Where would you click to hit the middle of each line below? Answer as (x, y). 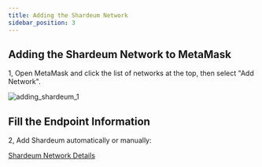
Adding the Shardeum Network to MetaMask (120, 54)
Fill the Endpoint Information (79, 121)
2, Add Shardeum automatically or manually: (80, 140)
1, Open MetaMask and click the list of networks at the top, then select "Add (131, 73)
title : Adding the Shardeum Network (68, 15)
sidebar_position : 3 (42, 23)
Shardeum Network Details (52, 156)
